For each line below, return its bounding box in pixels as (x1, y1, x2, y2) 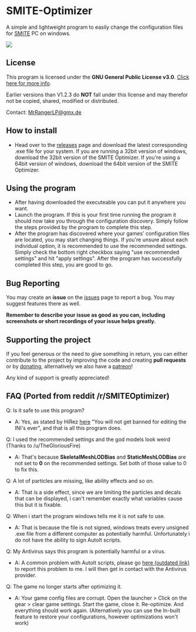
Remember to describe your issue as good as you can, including (6, 311, 165, 318)
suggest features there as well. (6, 300, 81, 307)
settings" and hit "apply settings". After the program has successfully (14, 255, 183, 262)
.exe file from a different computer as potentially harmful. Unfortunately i (14, 530, 190, 537)
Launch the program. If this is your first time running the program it (14, 211, 177, 218)
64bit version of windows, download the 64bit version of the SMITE (14, 160, 178, 167)
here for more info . (6, 79, 52, 86)
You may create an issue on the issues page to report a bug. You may (6, 294, 175, 301)
